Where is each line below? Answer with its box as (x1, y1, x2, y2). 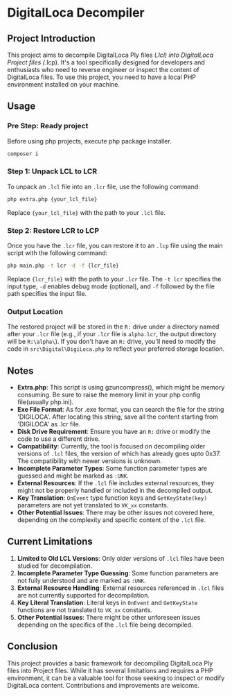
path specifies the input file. (7, 289, 87, 297)
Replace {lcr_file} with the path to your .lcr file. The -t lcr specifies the (7, 275, 222, 283)
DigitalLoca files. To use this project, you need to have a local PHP (7, 73, 196, 81)
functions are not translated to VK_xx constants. (17, 605, 152, 614)
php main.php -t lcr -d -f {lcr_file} (7, 262, 119, 270)
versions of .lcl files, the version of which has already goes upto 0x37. (17, 449, 222, 458)
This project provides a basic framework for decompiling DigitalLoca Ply (7, 659, 213, 667)
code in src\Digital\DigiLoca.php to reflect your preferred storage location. (7, 345, 225, 353)
